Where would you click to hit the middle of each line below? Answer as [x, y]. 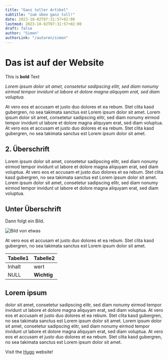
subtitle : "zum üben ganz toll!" [40, 15]
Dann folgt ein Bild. [25, 221]
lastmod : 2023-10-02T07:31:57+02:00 [43, 24]
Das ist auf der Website [55, 63]
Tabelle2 [44, 258]
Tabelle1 [18, 258]
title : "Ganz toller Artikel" [37, 10]
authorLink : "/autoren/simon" [37, 38]
